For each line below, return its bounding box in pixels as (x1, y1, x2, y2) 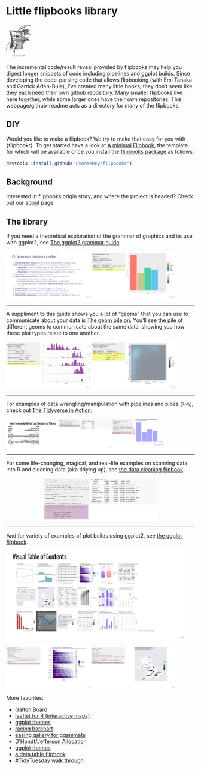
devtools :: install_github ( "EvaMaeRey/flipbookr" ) (6, 160, 133, 166)
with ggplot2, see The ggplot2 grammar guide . (6, 239, 121, 246)
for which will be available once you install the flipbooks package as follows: (6, 148, 194, 155)
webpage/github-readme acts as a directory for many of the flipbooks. (6, 102, 181, 109)
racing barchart (14, 725, 53, 732)
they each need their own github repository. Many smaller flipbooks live (6, 89, 183, 96)
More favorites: (6, 694, 44, 702)
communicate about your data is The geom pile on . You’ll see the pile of (6, 317, 184, 324)
